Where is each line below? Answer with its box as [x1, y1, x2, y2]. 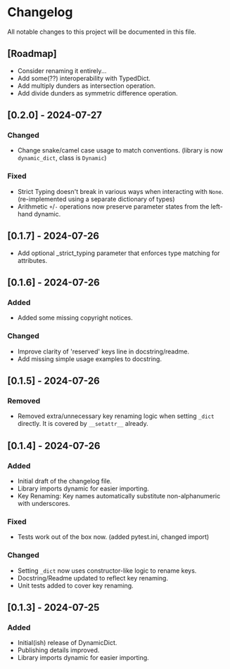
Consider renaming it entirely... [17, 66, 107, 74]
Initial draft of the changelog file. [17, 476, 113, 485]
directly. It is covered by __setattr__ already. [17, 420, 149, 428]
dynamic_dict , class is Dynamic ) [17, 154, 107, 162]
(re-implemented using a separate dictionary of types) [17, 195, 175, 203]
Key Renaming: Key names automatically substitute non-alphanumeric [17, 491, 221, 500]
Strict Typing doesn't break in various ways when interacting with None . [17, 187, 224, 195]
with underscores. [17, 499, 70, 507]
